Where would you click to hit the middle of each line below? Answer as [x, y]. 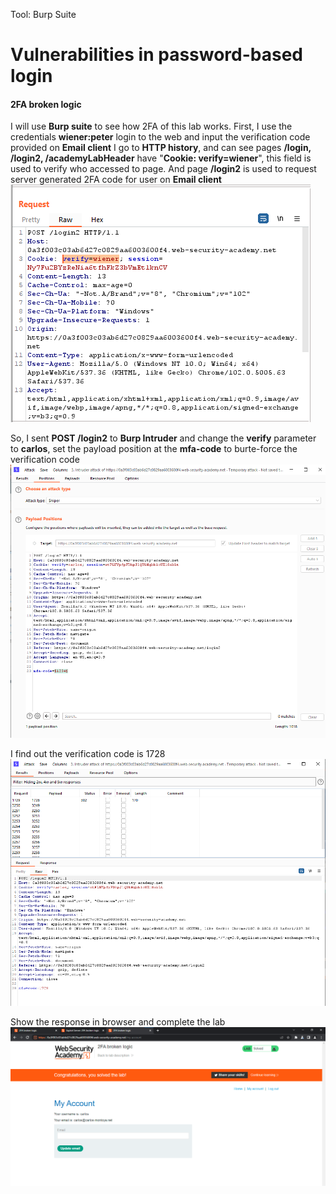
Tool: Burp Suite [43, 14]
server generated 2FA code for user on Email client [116, 180]
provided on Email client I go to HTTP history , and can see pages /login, [161, 148]
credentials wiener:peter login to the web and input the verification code [160, 137]
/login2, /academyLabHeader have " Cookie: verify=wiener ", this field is [161, 158]
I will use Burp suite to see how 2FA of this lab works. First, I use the [151, 126]
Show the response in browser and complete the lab [118, 1022]
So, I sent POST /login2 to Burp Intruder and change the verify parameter [163, 438]
